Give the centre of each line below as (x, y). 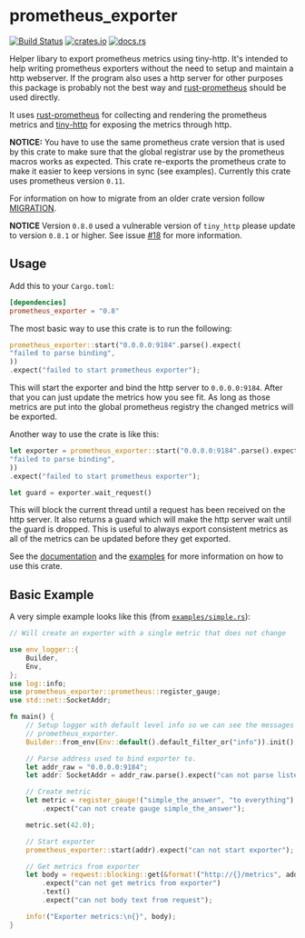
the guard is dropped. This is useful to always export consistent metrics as (149, 529)
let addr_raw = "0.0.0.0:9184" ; (87, 767)
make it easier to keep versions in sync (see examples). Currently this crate (150, 171)
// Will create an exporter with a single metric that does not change (148, 634)
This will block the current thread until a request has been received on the (148, 510)
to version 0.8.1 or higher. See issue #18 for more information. (126, 235)
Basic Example (52, 595)
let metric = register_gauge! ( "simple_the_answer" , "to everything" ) (160, 801)
